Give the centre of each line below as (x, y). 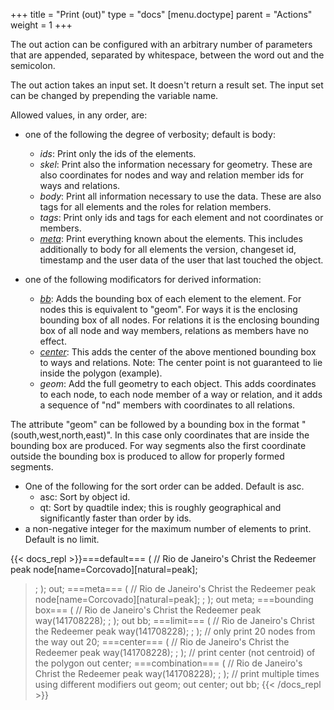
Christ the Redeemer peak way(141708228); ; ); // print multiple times (177, 673)
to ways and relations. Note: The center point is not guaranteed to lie (181, 362)
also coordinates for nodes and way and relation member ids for (172, 175)
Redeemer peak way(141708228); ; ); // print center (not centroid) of (175, 652)
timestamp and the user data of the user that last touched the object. (181, 260)
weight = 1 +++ (41, 25)
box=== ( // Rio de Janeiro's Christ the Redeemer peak (148, 610)
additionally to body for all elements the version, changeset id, (168, 249)
